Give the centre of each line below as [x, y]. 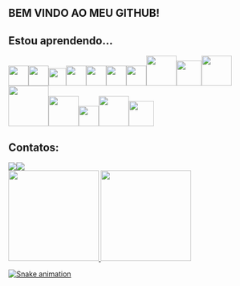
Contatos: [34, 147]
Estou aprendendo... [61, 41]
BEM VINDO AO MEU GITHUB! [84, 13]
